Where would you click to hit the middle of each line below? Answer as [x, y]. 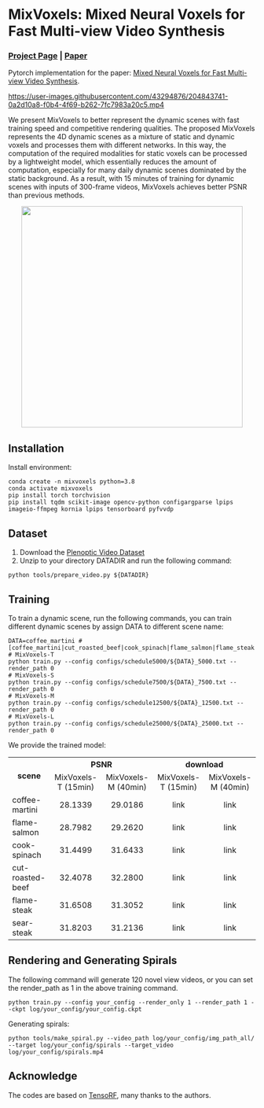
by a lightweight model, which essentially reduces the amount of [113, 162]
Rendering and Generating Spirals [93, 960]
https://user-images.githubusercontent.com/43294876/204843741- [118, 97]
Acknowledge [43, 1076]
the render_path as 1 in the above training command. [93, 988]
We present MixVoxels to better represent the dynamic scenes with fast [124, 120]
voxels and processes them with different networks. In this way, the [117, 145]
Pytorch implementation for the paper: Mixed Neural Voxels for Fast [117, 73]
